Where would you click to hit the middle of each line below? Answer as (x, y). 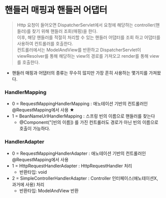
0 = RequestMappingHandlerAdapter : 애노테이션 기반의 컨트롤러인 (79, 153)
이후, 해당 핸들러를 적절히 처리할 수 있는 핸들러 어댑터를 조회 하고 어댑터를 (88, 37)
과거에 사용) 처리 (28, 184)
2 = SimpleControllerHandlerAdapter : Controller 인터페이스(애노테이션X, (85, 178)
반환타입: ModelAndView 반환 (49, 191)
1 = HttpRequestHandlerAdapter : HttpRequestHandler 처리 (72, 166)
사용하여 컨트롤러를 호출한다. (45, 43)
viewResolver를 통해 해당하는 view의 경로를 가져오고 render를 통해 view (88, 56)
